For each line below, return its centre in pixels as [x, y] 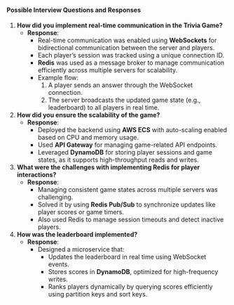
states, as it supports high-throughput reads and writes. [118, 160]
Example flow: [58, 78]
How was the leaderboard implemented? [77, 235]
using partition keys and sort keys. [98, 294]
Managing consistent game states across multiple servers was [128, 190]
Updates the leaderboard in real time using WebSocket [127, 257]
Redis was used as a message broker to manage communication [131, 63]
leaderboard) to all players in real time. [104, 108]
